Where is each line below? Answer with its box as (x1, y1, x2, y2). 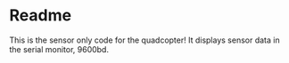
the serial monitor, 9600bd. (9, 43, 110, 54)
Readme (9, 5, 72, 26)
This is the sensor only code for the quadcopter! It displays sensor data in (9, 35, 280, 45)
